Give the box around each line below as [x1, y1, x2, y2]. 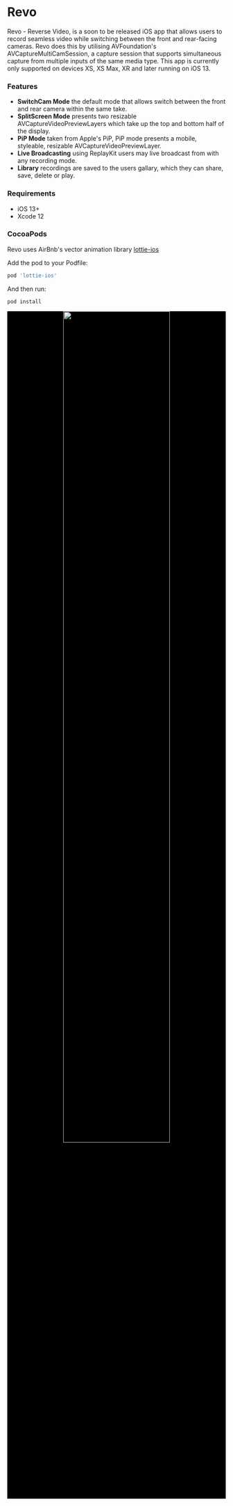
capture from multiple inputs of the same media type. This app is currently [7, 56, 220, 65]
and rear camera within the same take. [17, 105, 128, 113]
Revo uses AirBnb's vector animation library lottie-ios [7, 245, 159, 253]
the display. [17, 127, 51, 136]
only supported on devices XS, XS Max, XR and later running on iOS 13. [7, 64, 211, 72]
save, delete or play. [17, 171, 75, 180]
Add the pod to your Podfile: [7, 258, 88, 267]
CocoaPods [7, 229, 47, 239]
